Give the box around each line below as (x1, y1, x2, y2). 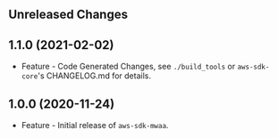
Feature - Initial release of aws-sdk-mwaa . (21, 120, 169, 131)
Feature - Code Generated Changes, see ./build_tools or (21, 61, 236, 72)
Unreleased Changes (8, 7, 129, 22)
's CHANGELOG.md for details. (38, 70, 151, 81)
